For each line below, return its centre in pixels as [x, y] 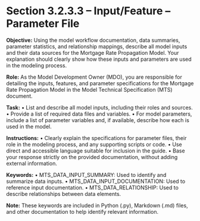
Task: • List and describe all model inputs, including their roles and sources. [100, 107]
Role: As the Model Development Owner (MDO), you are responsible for [94, 77]
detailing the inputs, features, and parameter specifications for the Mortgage [100, 83]
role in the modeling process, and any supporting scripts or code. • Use [94, 144]
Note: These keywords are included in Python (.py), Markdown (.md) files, [97, 205]
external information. [32, 163]
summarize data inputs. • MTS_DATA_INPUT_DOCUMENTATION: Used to [96, 181]
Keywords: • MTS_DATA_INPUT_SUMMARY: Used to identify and [86, 175]
